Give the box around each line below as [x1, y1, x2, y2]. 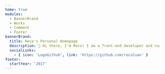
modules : [5, 12, 23, 17]
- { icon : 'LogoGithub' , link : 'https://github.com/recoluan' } [14, 52, 148, 57]
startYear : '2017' [9, 61, 48, 66]
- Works [9, 20, 26, 26]
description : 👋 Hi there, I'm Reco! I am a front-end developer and [9, 43, 153, 48]
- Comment [9, 25, 29, 30]
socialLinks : [9, 48, 36, 53]
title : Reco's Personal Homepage [9, 39, 78, 44]
